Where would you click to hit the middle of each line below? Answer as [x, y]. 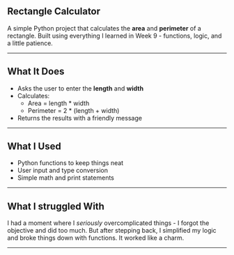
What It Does [36, 71]
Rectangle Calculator [54, 11]
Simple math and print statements [66, 178]
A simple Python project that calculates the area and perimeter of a [104, 28]
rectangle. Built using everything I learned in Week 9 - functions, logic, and [115, 36]
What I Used [34, 147]
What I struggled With [56, 206]
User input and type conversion [62, 171]
